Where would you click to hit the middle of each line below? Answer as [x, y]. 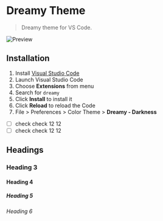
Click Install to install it [43, 99]
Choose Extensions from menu [54, 86]
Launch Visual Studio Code [49, 79]
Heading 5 [20, 196]
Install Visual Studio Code [47, 73]
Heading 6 [19, 211]
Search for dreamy [37, 93]
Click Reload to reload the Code [55, 105]
